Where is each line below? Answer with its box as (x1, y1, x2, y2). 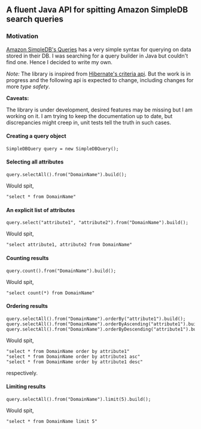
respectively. (6, 369, 38, 376)
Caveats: (6, 94, 29, 101)
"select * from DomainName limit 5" (6, 418, 98, 424)
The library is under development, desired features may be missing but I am (6, 106, 193, 113)
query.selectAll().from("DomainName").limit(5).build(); (6, 396, 151, 402)
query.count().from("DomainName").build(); (6, 268, 117, 274)
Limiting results (6, 383, 46, 390)
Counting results (6, 254, 49, 261)
